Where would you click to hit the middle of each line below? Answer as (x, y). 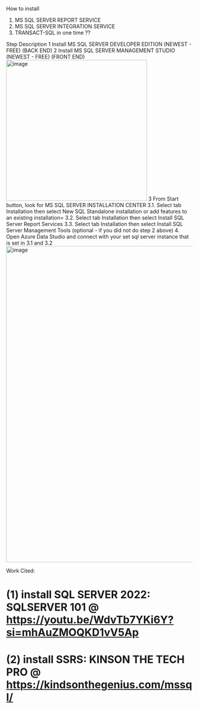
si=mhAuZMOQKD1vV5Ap (73, 633)
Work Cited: (21, 571)
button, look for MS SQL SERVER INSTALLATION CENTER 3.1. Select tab (94, 205)
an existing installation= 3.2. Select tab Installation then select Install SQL (95, 218)
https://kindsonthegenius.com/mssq (99, 685)
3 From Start (163, 199)
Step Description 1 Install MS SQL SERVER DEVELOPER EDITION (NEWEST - (99, 44)
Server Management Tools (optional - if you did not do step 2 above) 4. (93, 230)
